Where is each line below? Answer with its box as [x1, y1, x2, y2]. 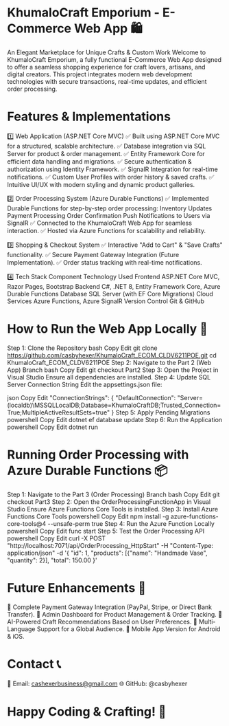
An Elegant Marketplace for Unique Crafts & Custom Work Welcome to [7, 48, 206, 56]
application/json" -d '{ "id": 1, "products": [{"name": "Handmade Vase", [7, 549, 208, 557]
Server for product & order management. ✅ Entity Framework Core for [7, 149, 206, 157]
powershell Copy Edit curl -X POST [7, 534, 106, 542]
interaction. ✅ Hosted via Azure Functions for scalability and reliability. [7, 226, 206, 234]
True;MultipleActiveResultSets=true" [7, 408, 110, 417]
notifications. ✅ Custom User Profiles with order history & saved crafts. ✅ [7, 173, 215, 181]
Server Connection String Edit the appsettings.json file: [7, 380, 162, 388]
